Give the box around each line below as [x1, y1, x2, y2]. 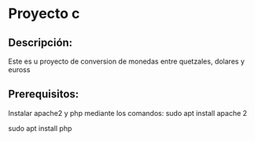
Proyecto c [8, 5, 80, 23]
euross [8, 65, 31, 74]
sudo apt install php [8, 123, 72, 133]
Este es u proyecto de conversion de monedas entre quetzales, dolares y [8, 56, 246, 66]
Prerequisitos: [8, 88, 79, 101]
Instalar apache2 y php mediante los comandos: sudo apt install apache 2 [8, 108, 248, 117]
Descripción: [8, 36, 73, 49]
